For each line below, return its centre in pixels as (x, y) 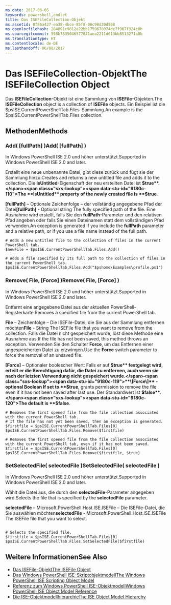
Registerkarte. (20, 312)
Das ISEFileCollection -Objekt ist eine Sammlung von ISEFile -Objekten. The (84, 98)
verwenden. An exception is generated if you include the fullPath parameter (85, 226)
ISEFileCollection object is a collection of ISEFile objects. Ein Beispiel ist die (86, 104)
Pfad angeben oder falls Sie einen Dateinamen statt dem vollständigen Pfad (85, 220)
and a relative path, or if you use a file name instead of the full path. (76, 231)
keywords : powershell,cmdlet (36, 15)
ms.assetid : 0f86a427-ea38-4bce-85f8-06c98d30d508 (60, 24)
